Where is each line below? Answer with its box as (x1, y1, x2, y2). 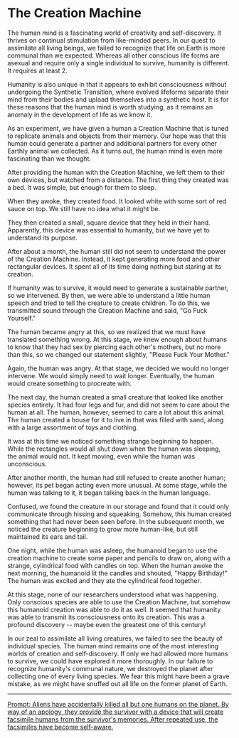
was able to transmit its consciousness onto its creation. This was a (7, 613, 205, 621)
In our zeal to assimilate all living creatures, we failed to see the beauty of (7, 634, 223, 643)
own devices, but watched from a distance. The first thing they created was (7, 176, 229, 184)
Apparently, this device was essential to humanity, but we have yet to (7, 225, 210, 234)
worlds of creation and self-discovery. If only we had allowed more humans (7, 649, 228, 658)
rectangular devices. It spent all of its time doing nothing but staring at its (7, 262, 222, 271)
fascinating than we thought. (7, 154, 91, 163)
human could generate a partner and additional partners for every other (7, 139, 217, 147)
